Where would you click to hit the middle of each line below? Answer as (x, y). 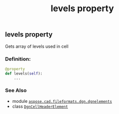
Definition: (18, 59)
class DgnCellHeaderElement (40, 106)
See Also (16, 91)
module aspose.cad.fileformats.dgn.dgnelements (62, 101)
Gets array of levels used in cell (37, 46)
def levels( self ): (24, 74)
